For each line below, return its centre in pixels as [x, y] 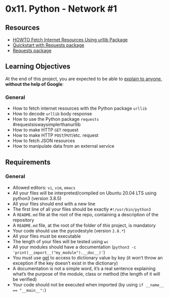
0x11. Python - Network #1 [61, 9]
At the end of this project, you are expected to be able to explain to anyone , [84, 79]
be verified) [25, 279]
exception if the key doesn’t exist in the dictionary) [65, 263]
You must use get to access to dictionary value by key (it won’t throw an [88, 257]
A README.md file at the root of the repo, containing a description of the [85, 214]
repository [23, 220]
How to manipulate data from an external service [64, 146]
